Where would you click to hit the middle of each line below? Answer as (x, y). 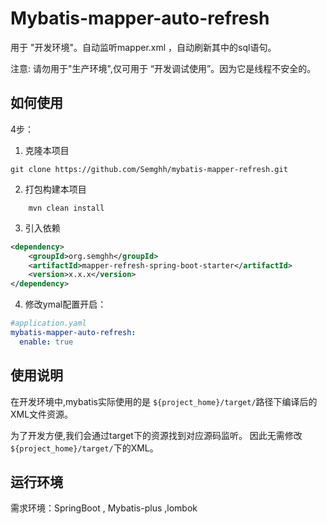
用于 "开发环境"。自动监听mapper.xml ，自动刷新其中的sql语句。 (143, 47)
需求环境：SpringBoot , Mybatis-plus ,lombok (104, 508)
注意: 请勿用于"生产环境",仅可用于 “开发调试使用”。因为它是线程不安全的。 (163, 68)
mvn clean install (66, 208)
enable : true (46, 342)
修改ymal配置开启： (65, 304)
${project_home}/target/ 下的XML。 (84, 448)
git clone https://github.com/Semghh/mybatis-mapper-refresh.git (149, 169)
